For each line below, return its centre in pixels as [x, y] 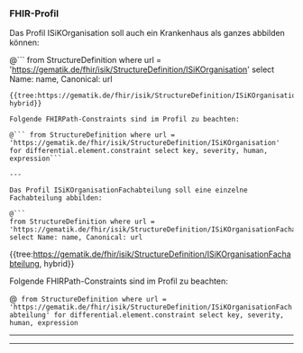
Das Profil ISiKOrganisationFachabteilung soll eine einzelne [129, 190]
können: [24, 42]
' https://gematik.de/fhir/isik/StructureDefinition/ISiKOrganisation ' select [142, 69]
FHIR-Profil [34, 14]
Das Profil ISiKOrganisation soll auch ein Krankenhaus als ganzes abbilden [147, 33]
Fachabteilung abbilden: [56, 198]
